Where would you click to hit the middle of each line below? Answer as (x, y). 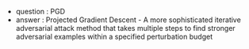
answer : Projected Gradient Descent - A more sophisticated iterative (128, 20)
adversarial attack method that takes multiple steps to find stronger (125, 28)
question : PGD (40, 11)
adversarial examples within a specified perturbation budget (114, 36)
